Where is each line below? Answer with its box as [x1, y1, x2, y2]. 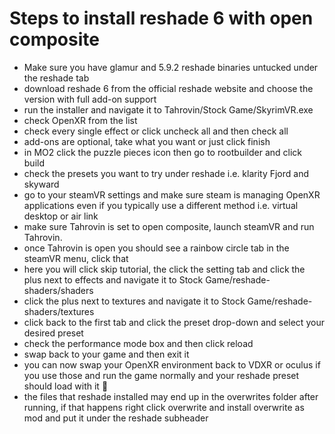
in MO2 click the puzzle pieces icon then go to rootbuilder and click [23, 146, 302, 158]
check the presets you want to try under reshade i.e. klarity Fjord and [23, 167, 310, 179]
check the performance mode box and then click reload [23, 337, 254, 349]
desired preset [23, 327, 84, 339]
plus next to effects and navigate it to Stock [23, 273, 204, 286]
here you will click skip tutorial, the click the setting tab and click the [23, 263, 306, 275]
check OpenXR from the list [23, 114, 138, 126]
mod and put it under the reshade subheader [23, 412, 209, 424]
